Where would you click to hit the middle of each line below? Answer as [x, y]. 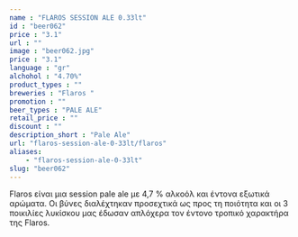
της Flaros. [30, 223]
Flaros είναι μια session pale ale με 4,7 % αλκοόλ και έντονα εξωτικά [140, 194]
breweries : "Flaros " [52, 93]
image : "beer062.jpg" [52, 51]
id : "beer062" [38, 26]
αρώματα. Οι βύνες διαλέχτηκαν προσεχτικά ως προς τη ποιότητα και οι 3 [149, 204]
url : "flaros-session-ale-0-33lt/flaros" [88, 143]
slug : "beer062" [40, 169]
